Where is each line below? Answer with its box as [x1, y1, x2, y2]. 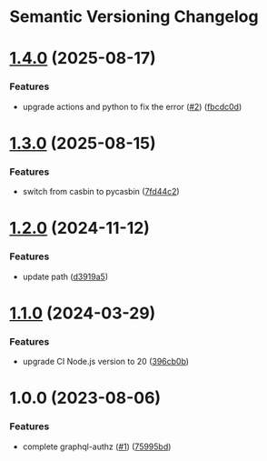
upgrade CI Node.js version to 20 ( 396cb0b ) [22, 356, 189, 367]
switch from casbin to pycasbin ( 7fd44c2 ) [22, 186, 180, 197]
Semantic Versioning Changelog [9, 6, 259, 27]
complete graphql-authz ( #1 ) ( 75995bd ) [22, 441, 172, 452]
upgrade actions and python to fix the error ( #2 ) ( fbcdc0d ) [22, 101, 242, 112]
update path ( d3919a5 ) [22, 271, 109, 282]
